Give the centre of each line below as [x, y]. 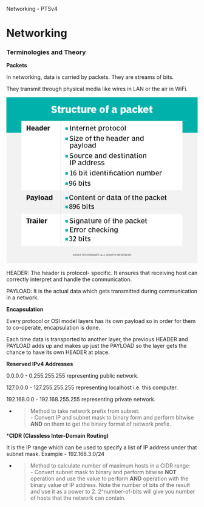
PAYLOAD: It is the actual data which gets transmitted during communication [102, 291]
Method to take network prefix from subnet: [85, 411]
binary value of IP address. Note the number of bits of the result [110, 485]
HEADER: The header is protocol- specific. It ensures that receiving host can [102, 273]
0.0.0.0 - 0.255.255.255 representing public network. [73, 376]
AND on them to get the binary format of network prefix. [100, 424]
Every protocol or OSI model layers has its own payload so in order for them [101, 321]
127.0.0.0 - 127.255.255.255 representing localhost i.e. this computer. [92, 387]
